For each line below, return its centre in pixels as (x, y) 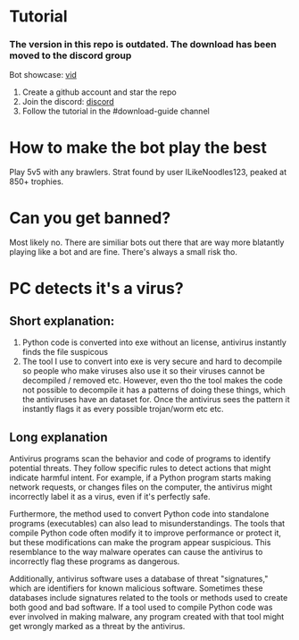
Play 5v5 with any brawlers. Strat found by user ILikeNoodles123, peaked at (148, 173)
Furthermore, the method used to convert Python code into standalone (139, 514)
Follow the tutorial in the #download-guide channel (116, 111)
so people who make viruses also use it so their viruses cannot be (143, 371)
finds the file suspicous (65, 352)
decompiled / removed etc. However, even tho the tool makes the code (153, 381)
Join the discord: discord (68, 102)
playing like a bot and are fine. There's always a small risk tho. (124, 252)
